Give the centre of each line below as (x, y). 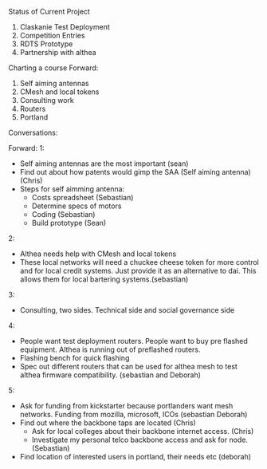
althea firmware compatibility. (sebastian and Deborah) (110, 375)
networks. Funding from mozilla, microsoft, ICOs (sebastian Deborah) (133, 414)
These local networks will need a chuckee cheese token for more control (139, 262)
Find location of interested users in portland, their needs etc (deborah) (135, 457)
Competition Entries (52, 35)
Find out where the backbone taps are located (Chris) (108, 423)
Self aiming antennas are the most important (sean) (104, 164)
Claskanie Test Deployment (65, 27)
